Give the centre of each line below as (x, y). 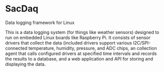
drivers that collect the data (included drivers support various (68, 42)
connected (16, 48)
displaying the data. (26, 64)
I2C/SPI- (142, 42)
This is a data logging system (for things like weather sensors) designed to (82, 32)
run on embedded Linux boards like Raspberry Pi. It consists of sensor (78, 37)
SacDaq (22, 9)
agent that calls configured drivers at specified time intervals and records (81, 53)
